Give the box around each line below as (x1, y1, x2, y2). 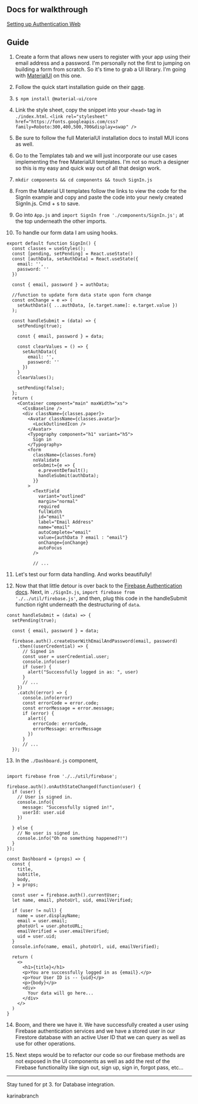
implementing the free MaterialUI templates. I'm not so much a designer (15, 158, 189, 165)
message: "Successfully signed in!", (22, 804, 115, 810)
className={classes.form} (32, 452, 96, 458)
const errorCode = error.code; (22, 700, 99, 706)
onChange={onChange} (38, 540, 89, 546)
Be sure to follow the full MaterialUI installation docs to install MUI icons (15, 134, 189, 141)
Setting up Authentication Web (6, 20, 81, 27)
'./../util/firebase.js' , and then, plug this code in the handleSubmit (15, 594, 187, 602)
